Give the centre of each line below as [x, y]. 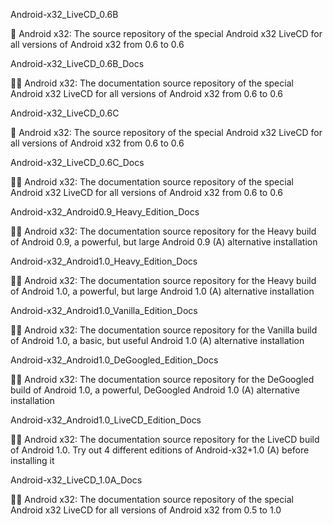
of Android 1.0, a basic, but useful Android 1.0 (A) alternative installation [157, 340]
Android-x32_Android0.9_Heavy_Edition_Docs [105, 212]
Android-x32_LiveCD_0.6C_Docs [77, 162]
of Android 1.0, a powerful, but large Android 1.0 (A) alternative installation [162, 291]
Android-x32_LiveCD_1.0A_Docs [76, 480]
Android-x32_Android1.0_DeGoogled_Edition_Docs [114, 360]
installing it [32, 460]
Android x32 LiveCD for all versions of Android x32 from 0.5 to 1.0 [146, 510]
